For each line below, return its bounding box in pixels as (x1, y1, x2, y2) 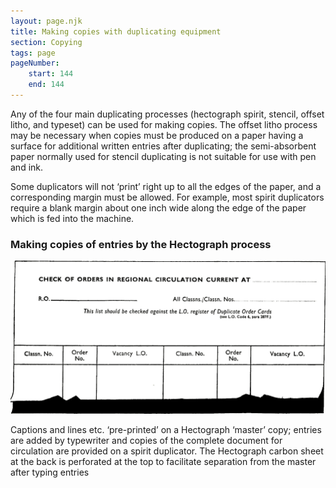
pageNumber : (10, 58, 60, 69)
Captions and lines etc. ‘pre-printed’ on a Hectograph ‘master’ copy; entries (10, 424, 322, 436)
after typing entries (10, 466, 90, 479)
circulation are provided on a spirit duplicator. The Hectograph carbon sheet (10, 445, 324, 457)
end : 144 (28, 80, 65, 90)
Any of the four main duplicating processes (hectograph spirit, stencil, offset (10, 108, 325, 120)
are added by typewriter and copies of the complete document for (10, 435, 283, 447)
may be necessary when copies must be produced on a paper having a (10, 129, 304, 141)
